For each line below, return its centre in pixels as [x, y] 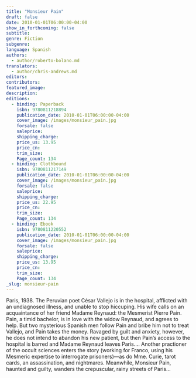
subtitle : [18, 33]
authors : [17, 55]
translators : [22, 66]
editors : [17, 77]
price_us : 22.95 [37, 202]
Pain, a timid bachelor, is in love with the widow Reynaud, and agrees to [92, 319]
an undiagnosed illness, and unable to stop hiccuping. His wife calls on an [95, 307]
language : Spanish [28, 50]
